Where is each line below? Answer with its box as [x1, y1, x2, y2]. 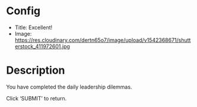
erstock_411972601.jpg [14, 43, 70, 50]
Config [6, 4, 40, 18]
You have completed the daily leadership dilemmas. [6, 83, 132, 90]
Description [6, 64, 65, 77]
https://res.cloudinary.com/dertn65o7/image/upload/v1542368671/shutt [14, 36, 191, 43]
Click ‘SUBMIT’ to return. [6, 95, 67, 102]
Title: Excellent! [14, 24, 53, 31]
